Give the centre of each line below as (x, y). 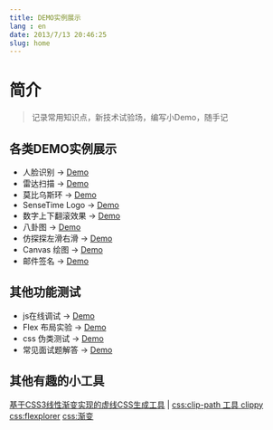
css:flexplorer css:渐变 (52, 416)
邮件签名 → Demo (55, 261)
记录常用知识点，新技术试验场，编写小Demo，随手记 (130, 118)
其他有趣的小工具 (57, 381)
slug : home (30, 43)
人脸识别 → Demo (55, 172)
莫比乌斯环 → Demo (59, 195)
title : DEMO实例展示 (45, 18)
